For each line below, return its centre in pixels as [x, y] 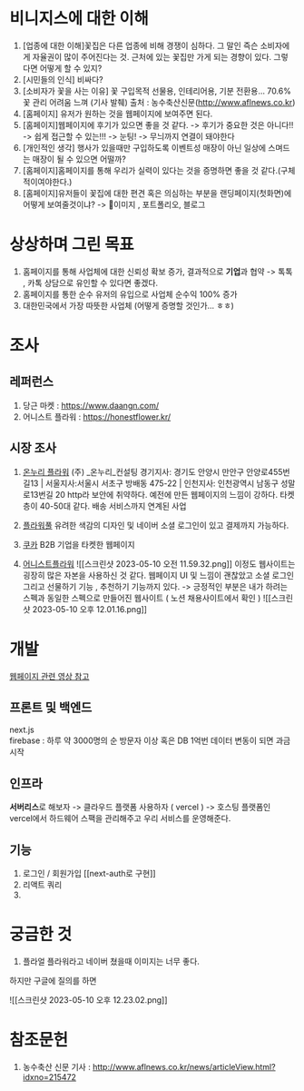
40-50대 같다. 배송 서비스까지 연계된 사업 [113, 506]
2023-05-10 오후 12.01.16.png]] [90, 609]
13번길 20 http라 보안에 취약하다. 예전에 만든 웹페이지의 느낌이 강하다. [154, 494]
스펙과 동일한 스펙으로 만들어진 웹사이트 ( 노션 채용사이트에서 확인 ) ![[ [147, 598]
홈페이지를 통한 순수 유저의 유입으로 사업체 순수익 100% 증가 [130, 294]
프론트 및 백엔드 [51, 708]
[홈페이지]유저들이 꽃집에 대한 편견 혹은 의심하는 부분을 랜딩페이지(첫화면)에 [157, 193]
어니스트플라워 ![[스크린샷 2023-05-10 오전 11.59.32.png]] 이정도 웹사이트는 [159, 563]
